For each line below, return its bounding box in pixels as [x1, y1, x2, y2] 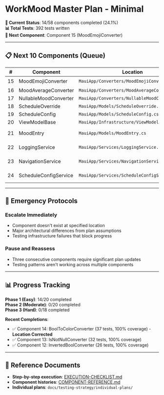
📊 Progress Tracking [5, 281, 70, 289]
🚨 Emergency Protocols [5, 197, 78, 205]
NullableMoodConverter [19, 94, 74, 101]
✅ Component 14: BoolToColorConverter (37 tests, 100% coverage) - [12, 325, 151, 331]
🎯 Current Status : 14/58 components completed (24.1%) [5, 20, 119, 25]
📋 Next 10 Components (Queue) [5, 51, 106, 60]
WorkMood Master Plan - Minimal [5, 3, 144, 15]
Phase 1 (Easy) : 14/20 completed [5, 296, 72, 302]
